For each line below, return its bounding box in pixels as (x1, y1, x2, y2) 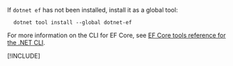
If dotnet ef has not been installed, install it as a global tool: (7, 6, 179, 14)
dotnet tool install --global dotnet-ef (13, 19, 132, 26)
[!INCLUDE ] (7, 52, 40, 60)
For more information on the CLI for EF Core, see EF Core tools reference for (7, 31, 226, 39)
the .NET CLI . (7, 38, 45, 47)
